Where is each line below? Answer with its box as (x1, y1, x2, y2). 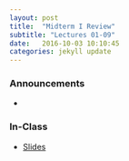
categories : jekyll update (9, 47, 112, 56)
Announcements (9, 77, 85, 90)
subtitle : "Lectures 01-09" (9, 30, 116, 39)
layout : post (9, 13, 59, 23)
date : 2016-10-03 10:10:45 (9, 38, 120, 48)
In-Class (9, 120, 48, 133)
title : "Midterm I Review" (9, 22, 116, 31)
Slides (22, 141, 46, 152)
